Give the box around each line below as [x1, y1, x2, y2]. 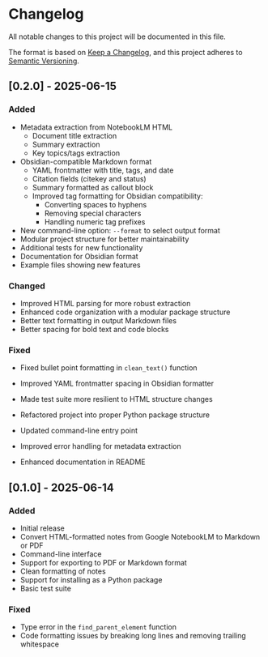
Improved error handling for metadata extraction [19, 442, 181, 451]
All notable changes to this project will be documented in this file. [8, 32, 227, 41]
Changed [8, 280, 46, 292]
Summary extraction [32, 139, 100, 149]
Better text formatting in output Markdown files [19, 315, 177, 325]
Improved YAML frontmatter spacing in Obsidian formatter [19, 378, 215, 389]
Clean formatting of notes [19, 566, 107, 576]
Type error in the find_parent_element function [19, 622, 177, 632]
